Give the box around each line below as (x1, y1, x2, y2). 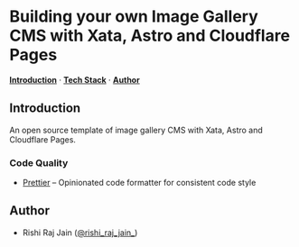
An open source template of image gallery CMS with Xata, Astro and (9, 124, 264, 135)
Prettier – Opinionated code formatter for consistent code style (22, 178, 257, 188)
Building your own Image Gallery (9, 6, 259, 27)
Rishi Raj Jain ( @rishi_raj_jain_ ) (22, 227, 138, 238)
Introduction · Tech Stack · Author (9, 74, 140, 85)
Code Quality (9, 156, 69, 169)
